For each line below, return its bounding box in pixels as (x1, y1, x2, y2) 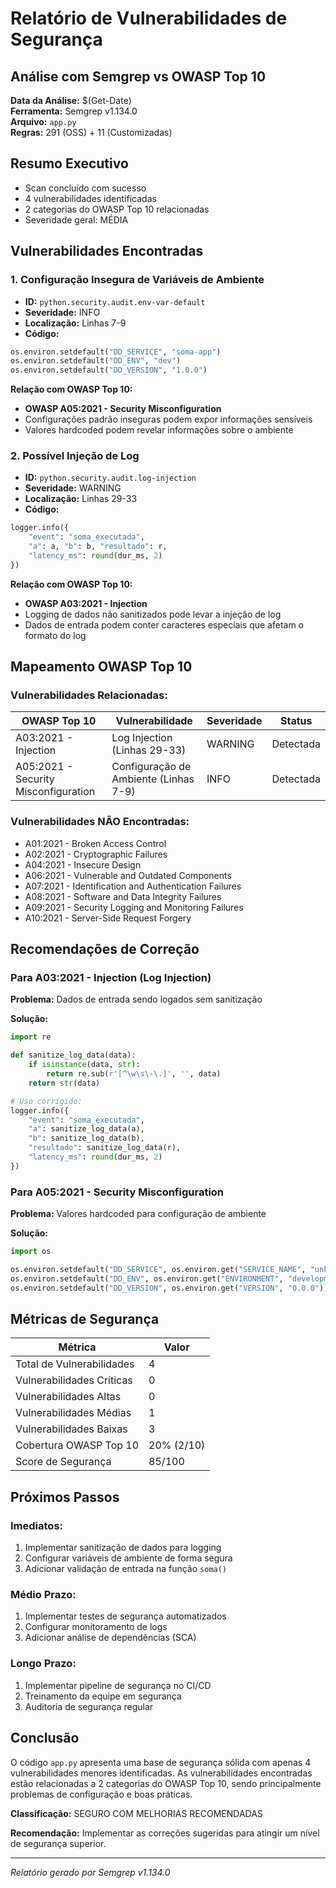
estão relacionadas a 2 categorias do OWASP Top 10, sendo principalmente (10, 1777, 322, 1789)
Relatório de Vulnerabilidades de (10, 7, 288, 30)
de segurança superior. (10, 1837, 107, 1849)
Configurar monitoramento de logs (24, 1621, 168, 1633)
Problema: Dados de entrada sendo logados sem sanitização (10, 993, 263, 1006)
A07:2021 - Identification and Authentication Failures (24, 880, 242, 892)
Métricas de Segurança (10, 1311, 160, 1328)
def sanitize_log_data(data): (10, 1050, 137, 1061)
